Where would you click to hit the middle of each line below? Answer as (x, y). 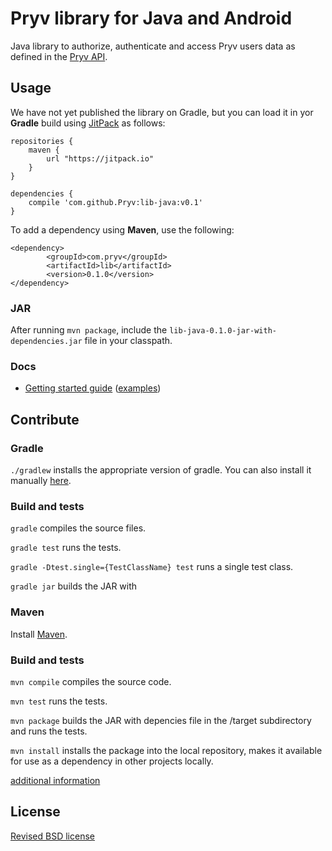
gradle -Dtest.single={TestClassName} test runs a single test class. (152, 567)
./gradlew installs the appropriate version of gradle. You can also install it (161, 470)
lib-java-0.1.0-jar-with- (223, 331)
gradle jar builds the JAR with (74, 586)
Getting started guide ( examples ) (93, 388)
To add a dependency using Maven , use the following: (122, 229)
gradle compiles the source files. (78, 528)
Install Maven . (39, 634)
